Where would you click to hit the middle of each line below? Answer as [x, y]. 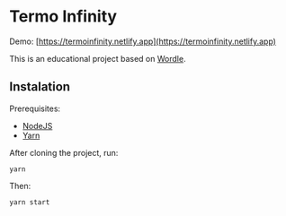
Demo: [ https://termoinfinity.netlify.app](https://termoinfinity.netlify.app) [143, 41]
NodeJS [37, 125]
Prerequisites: [35, 108]
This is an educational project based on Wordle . [98, 58]
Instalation [40, 87]
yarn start [30, 202]
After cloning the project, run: [64, 152]
